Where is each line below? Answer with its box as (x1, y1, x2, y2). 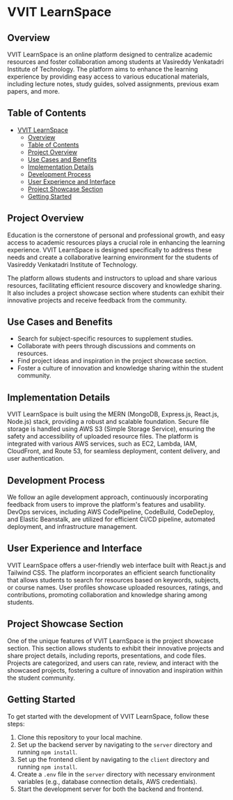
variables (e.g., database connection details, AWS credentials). (17, 777, 198, 785)
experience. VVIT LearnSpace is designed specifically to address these (7, 245, 212, 254)
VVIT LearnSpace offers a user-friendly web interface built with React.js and (7, 561, 226, 569)
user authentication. (7, 455, 65, 463)
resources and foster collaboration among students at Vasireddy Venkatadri (7, 58, 224, 66)
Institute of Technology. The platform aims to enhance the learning (7, 65, 198, 73)
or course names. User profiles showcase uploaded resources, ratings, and (7, 583, 223, 591)
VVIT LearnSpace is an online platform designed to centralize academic (7, 50, 213, 58)
